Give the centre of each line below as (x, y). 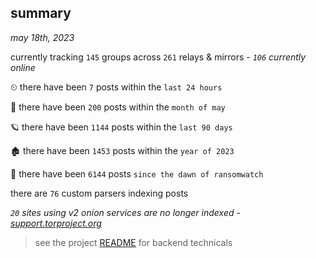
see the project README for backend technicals (133, 242)
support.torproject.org (56, 223)
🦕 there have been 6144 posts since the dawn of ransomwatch (137, 173)
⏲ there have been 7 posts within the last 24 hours (116, 87)
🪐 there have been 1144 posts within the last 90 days (121, 127)
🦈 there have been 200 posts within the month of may (118, 107)
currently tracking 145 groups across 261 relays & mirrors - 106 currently (158, 57)
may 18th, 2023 (42, 37)
